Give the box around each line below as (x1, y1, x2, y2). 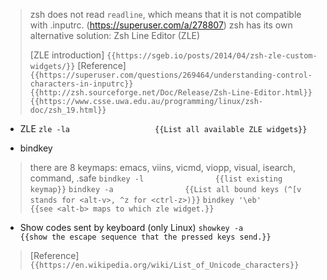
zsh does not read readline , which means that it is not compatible (29, 9, 302, 20)
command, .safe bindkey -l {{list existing (29, 172, 283, 184)
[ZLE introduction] (29, 49, 105, 61)
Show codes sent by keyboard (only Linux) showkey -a (19, 222, 244, 233)
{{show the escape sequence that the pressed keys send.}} (19, 232, 272, 242)
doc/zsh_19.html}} (29, 105, 107, 115)
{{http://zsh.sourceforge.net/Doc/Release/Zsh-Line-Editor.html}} (29, 88, 313, 98)
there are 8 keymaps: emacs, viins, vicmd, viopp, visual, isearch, (29, 162, 296, 173)
